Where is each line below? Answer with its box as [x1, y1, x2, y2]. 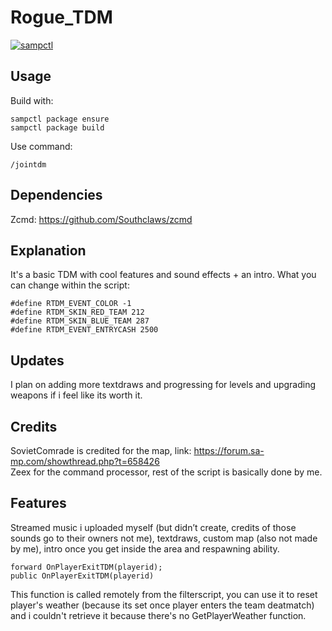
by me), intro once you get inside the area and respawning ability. [10, 542, 280, 555]
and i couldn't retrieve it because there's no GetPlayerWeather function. [10, 609, 307, 621]
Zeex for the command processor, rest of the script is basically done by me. [10, 466, 323, 478]
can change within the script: [10, 279, 130, 291]
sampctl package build [10, 122, 105, 133]
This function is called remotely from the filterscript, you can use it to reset [10, 588, 318, 600]
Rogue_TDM [10, 6, 113, 29]
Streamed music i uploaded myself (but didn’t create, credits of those [10, 521, 297, 533]
